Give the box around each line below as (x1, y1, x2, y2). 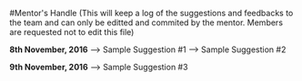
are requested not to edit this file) (9, 27, 135, 37)
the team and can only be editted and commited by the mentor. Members (9, 17, 284, 28)
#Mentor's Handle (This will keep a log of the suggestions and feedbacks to (9, 8, 294, 18)
